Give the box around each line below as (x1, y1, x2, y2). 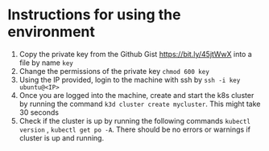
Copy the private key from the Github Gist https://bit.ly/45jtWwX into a (19, 49, 253, 59)
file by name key (19, 58, 73, 67)
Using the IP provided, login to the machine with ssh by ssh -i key (19, 75, 241, 84)
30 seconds (19, 107, 60, 117)
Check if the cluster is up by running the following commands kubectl (19, 116, 251, 125)
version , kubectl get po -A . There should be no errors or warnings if (19, 124, 251, 134)
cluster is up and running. (19, 133, 105, 142)
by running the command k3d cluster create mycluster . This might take (19, 99, 261, 108)
